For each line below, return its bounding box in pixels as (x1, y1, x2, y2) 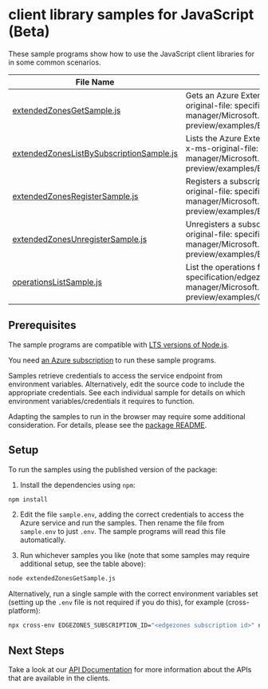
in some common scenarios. (8, 57, 101, 67)
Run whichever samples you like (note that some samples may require (19, 551, 250, 560)
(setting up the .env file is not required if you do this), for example (8, 597, 224, 608)
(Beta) (8, 22, 50, 41)
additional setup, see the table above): (19, 559, 146, 568)
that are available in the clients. (8, 673, 110, 683)
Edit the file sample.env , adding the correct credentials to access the (19, 509, 245, 520)
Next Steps (8, 643, 65, 657)
